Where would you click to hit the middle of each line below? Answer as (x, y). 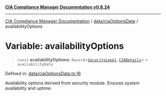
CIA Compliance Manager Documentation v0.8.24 (58, 7)
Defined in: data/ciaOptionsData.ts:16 (43, 73)
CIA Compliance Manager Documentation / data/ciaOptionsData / (72, 21)
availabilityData (35, 64)
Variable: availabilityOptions (65, 46)
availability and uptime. (29, 88)
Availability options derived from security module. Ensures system (72, 83)
